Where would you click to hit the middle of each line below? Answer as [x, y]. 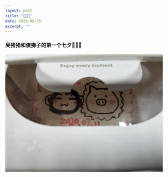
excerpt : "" [17, 26]
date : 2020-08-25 [23, 21]
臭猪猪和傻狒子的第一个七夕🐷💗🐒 [43, 45]
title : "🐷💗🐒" [19, 16]
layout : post [19, 10]
